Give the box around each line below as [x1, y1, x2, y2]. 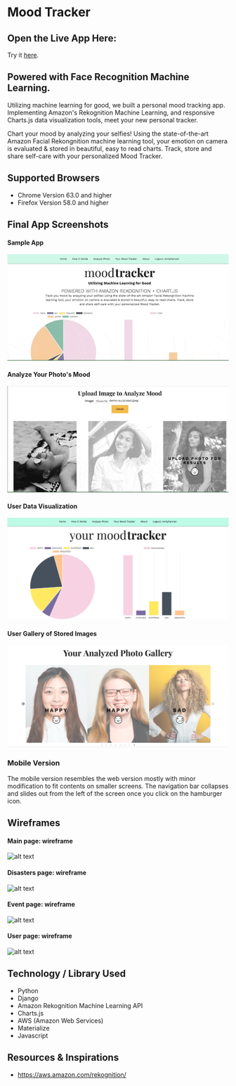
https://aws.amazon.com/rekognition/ [17, 1070, 126, 1079]
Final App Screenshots [7, 219, 109, 231]
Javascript [17, 1031, 48, 1040]
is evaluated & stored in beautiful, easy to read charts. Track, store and [7, 144, 212, 153]
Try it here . [7, 51, 39, 59]
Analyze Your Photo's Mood [7, 370, 91, 378]
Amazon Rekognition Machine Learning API [17, 1001, 143, 1009]
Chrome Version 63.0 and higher [17, 190, 112, 199]
